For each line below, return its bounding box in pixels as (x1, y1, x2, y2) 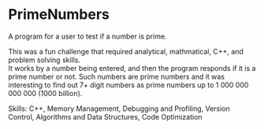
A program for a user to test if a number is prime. (8, 31, 167, 41)
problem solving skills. (8, 55, 81, 64)
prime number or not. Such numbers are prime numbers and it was (8, 72, 225, 81)
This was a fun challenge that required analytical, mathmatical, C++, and (8, 46, 244, 56)
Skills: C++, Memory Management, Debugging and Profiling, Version (8, 104, 230, 113)
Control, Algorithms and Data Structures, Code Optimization (8, 112, 203, 121)
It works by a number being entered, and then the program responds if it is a (8, 63, 256, 72)
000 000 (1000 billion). (8, 88, 83, 98)
